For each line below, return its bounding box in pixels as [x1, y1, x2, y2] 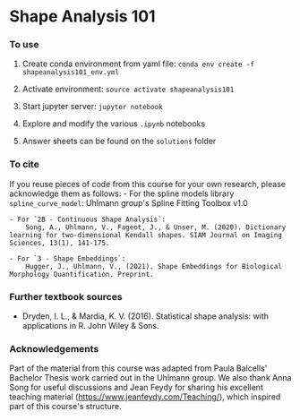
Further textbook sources [9, 290, 123, 303]
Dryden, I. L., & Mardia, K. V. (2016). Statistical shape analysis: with [21, 311, 270, 321]
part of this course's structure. [9, 401, 123, 412]
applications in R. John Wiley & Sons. [21, 321, 159, 331]
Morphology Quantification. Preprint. [9, 270, 154, 279]
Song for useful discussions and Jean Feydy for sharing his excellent [9, 382, 264, 393]
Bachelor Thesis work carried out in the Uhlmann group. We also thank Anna [9, 373, 292, 383]
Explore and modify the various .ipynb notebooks [21, 118, 206, 129]
